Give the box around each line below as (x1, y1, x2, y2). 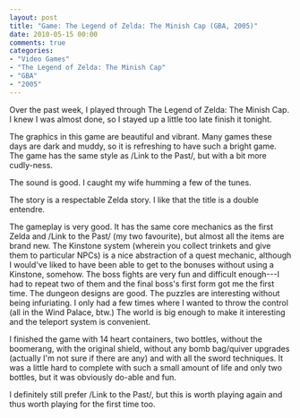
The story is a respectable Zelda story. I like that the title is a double (9, 194, 260, 205)
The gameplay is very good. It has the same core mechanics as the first (9, 221, 273, 232)
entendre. (9, 203, 46, 215)
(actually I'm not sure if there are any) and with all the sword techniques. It (9, 353, 284, 363)
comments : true (9, 38, 66, 47)
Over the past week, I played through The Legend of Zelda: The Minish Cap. (9, 104, 289, 115)
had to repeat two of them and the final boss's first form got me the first (9, 278, 275, 289)
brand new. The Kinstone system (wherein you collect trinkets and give (9, 240, 271, 251)
